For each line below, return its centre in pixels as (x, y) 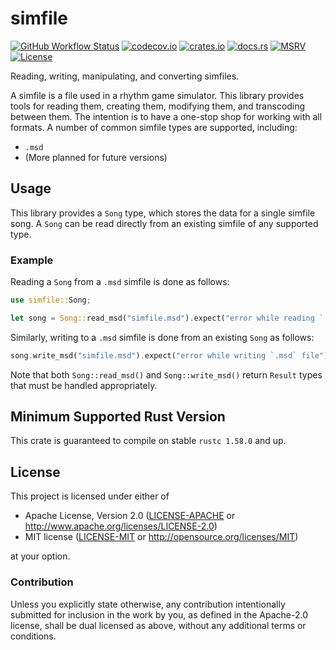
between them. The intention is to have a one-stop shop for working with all (166, 116)
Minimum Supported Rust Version (118, 417)
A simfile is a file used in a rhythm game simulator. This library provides (157, 95)
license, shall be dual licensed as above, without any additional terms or (158, 625)
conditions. (33, 636)
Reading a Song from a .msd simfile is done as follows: (120, 282)
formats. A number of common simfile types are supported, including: (154, 127)
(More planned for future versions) (96, 157)
